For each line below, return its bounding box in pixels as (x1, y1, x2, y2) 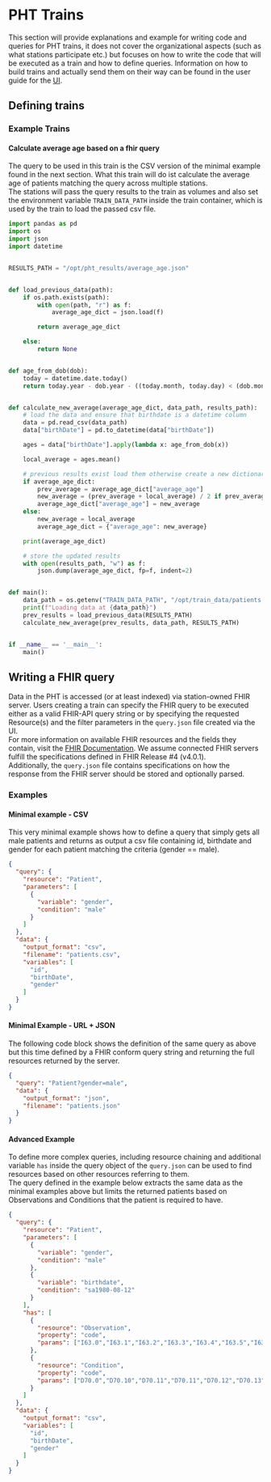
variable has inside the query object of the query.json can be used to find (8, 1161, 252, 1170)
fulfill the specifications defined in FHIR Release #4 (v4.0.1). (8, 752, 206, 762)
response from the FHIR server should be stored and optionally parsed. (8, 769, 245, 779)
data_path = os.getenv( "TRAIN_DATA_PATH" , (23, 597, 168, 605)
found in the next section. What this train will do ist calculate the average (8, 170, 250, 180)
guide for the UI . (8, 75, 63, 85)
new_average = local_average (37, 516, 135, 524)
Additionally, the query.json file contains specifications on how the (8, 761, 230, 771)
